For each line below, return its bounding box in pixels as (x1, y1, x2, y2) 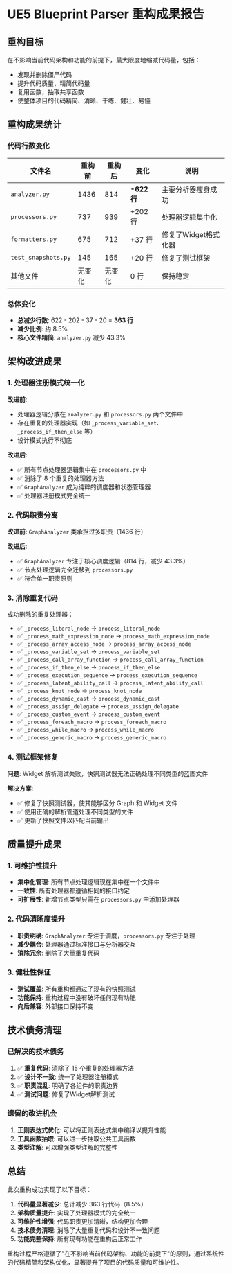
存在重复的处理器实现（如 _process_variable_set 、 (17, 419, 164, 427)
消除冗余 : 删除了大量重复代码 (17, 949, 100, 957)
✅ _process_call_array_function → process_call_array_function (17, 656, 204, 664)
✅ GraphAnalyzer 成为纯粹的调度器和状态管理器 (17, 482, 151, 491)
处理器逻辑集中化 (162, 212, 217, 222)
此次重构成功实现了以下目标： (7, 1185, 92, 1193)
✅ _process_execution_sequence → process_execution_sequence (17, 671, 198, 679)
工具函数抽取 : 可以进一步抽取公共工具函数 (17, 1134, 136, 1143)
